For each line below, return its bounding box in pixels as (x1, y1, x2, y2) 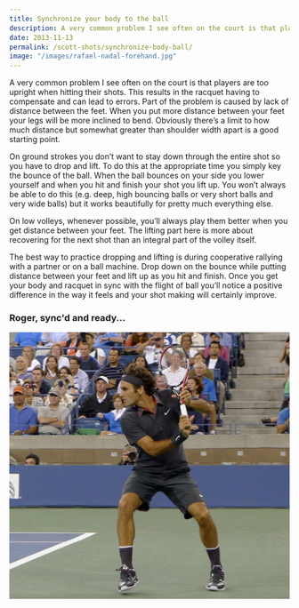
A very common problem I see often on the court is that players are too (9, 77, 270, 88)
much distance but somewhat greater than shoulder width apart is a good (9, 124, 279, 135)
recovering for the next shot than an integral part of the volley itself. (9, 235, 257, 245)
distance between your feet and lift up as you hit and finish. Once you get (9, 271, 279, 282)
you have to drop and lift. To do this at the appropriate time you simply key (9, 161, 282, 172)
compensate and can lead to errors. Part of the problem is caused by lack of (9, 96, 289, 107)
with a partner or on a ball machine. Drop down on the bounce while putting (9, 261, 287, 272)
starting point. (9, 134, 61, 145)
